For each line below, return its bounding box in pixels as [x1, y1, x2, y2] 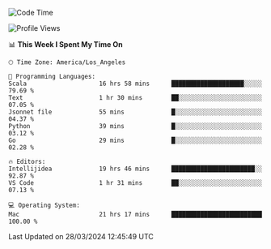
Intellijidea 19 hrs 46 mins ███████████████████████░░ [8, 165, 263, 173]
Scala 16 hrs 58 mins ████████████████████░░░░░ [8, 79, 263, 88]
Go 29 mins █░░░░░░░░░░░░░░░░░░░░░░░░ [8, 136, 263, 144]
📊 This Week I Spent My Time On [8, 40, 123, 49]
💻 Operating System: [8, 201, 81, 209]
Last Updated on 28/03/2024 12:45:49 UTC [8, 232, 154, 241]
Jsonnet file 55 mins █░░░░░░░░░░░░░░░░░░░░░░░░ [8, 108, 263, 116]
